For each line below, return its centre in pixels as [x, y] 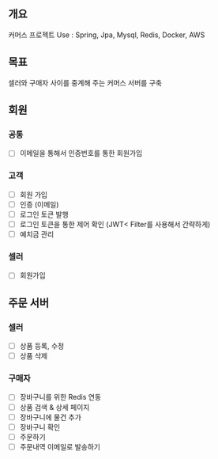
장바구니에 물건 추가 [50, 417]
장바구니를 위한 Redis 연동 [60, 397]
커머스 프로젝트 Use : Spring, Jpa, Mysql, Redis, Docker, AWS [107, 35]
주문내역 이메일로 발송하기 [60, 446]
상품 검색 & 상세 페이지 [54, 407]
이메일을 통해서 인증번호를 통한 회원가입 [81, 154]
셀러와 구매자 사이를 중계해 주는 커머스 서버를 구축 [85, 82]
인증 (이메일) [39, 204]
